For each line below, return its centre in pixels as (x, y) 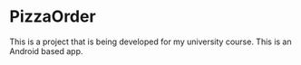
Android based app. (46, 51)
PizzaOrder (53, 17)
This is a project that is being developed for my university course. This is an (150, 42)
